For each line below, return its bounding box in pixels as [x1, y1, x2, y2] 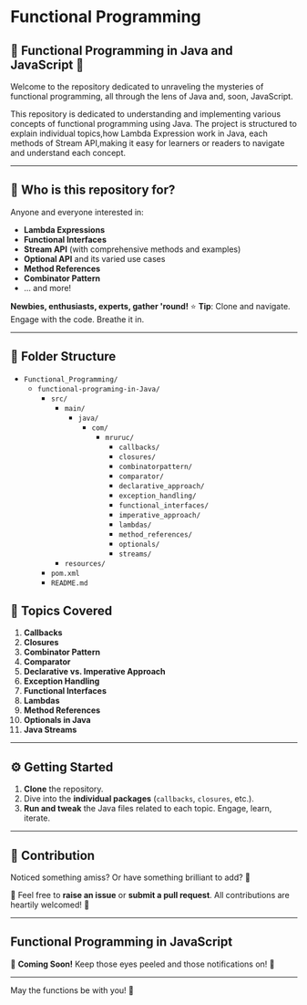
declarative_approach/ [118, 481, 205, 490]
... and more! [23, 282, 72, 293]
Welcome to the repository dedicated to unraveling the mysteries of [10, 81, 264, 92]
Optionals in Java [23, 715, 91, 726]
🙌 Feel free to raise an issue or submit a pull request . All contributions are [10, 890, 291, 901]
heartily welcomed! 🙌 [10, 899, 90, 910]
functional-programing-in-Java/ [36, 384, 160, 393]
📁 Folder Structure [10, 349, 117, 364]
